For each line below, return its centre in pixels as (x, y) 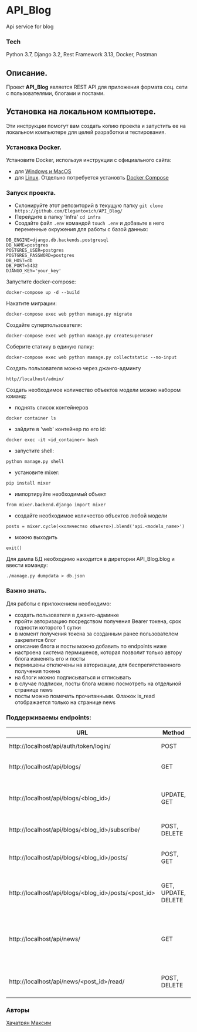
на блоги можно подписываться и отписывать (73, 677)
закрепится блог (35, 639)
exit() (14, 548)
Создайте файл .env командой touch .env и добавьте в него (89, 223)
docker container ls (31, 418)
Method (173, 733)
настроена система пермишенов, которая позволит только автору (98, 652)
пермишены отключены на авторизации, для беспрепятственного (98, 665)
